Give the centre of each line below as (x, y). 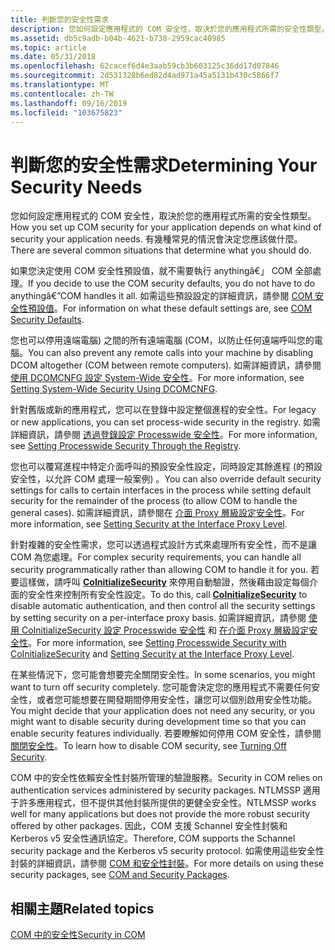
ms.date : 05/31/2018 (53, 57)
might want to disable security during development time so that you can (158, 722)
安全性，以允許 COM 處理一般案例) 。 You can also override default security (166, 479)
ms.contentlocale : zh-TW (62, 94)
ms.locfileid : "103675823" (66, 112)
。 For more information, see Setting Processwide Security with (157, 643)
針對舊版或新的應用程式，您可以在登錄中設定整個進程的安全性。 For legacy (163, 410)
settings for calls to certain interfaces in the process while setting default (161, 490)
